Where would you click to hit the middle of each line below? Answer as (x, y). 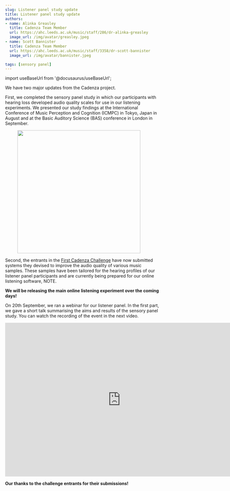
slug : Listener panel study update (42, 10)
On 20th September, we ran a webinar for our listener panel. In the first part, (82, 306)
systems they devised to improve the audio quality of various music (73, 266)
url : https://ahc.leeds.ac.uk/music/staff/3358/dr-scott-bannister (80, 51)
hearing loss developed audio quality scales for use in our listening (73, 103)
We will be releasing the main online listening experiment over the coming (82, 291)
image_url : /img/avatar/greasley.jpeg (49, 37)
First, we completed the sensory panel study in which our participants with (81, 97)
